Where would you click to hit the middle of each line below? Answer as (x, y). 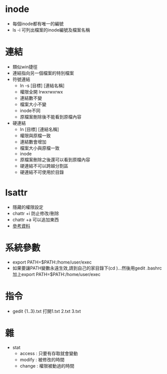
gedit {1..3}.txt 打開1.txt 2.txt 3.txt (46, 311)
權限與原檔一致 (35, 135)
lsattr (16, 193)
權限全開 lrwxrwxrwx (41, 91)
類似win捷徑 (25, 66)
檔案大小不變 (33, 104)
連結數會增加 (33, 141)
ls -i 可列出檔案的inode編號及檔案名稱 (51, 30)
